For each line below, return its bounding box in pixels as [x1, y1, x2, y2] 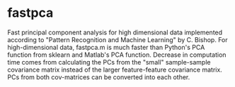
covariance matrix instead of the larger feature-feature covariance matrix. [7, 65, 223, 74]
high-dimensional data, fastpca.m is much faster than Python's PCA [7, 43, 205, 51]
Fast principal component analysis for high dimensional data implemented [7, 28, 223, 36]
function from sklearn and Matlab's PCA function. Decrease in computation [7, 51, 227, 59]
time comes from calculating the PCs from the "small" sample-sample [7, 58, 211, 66]
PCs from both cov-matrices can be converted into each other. [7, 72, 190, 81]
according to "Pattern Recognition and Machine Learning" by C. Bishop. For [7, 35, 228, 43]
